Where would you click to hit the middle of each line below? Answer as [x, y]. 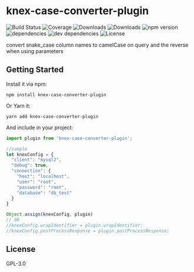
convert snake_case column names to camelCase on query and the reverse [97, 45]
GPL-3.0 [16, 263]
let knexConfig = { [30, 155]
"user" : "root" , [37, 182]
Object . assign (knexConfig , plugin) [50, 214]
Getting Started [35, 70]
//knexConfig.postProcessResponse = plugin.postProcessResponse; [88, 231]
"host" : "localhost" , [43, 176]
